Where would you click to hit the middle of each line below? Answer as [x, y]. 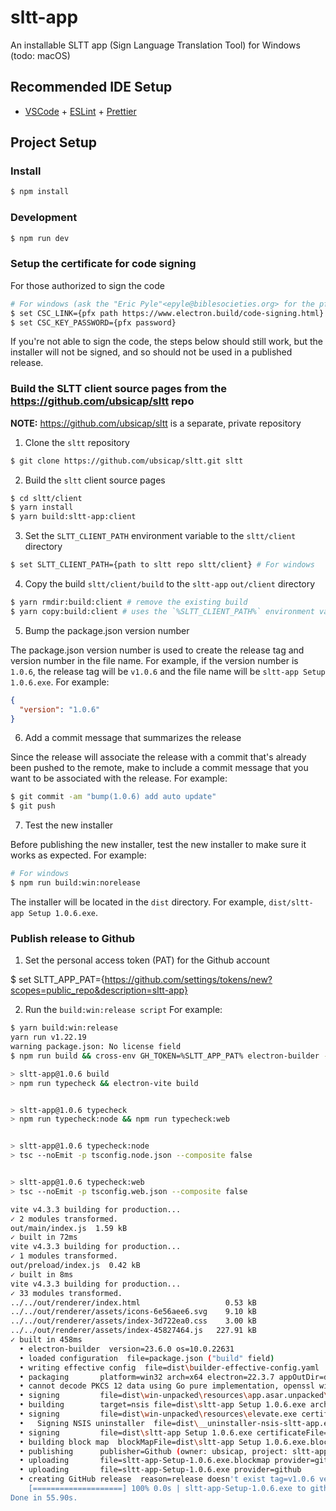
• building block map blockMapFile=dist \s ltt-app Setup [140, 1442]
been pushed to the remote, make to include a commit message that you [159, 768]
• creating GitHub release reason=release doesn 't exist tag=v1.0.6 [167, 1479]
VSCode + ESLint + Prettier [80, 111]
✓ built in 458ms [46, 1340]
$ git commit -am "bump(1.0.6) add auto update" [113, 797]
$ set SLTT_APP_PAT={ [57, 980]
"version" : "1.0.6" [60, 709]
